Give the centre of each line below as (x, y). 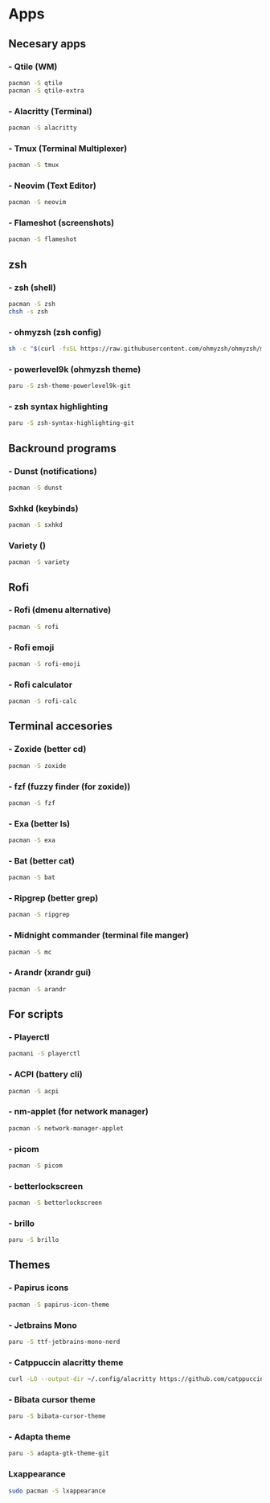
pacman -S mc (30, 952)
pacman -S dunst (35, 488)
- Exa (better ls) (39, 823)
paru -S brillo (34, 1240)
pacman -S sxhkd (35, 525)
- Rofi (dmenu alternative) (60, 610)
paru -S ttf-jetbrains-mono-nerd (64, 1342)
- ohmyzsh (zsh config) (55, 332)
